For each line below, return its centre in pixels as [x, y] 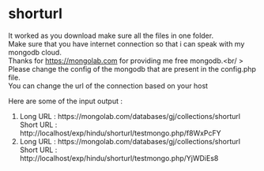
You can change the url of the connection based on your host [108, 85]
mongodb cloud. [35, 52]
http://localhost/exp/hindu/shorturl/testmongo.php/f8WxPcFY [120, 133]
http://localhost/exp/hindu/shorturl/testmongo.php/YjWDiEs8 [119, 158]
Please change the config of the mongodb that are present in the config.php [132, 69]
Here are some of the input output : [66, 101]
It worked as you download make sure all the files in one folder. [111, 35]
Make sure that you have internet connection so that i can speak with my [126, 43]
